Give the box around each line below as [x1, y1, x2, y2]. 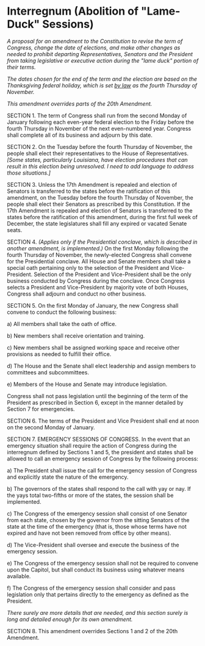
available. [7, 572, 31, 579]
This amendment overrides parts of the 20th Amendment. [7, 100, 153, 107]
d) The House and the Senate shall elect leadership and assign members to [7, 362, 196, 369]
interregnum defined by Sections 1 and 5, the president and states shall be [7, 448, 194, 455]
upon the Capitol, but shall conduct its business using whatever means [7, 566, 185, 573]
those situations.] [7, 169, 51, 176]
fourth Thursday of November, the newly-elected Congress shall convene [7, 251, 192, 258]
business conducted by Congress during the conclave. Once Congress [7, 277, 185, 285]
